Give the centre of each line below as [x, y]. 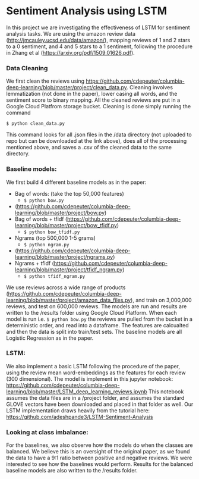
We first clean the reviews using [45, 81]
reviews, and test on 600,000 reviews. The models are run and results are [97, 306]
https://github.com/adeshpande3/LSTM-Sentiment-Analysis [80, 417]
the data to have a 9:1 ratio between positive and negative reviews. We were [99, 458]
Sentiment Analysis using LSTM [87, 11]
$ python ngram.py [46, 245]
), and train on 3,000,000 [161, 300]
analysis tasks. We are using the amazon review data [71, 33]
